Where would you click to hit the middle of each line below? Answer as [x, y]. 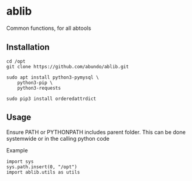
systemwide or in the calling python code [58, 138]
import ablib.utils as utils [43, 172]
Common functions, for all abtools [49, 28]
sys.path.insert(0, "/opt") [42, 167]
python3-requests [39, 88]
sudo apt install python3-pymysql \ [53, 77]
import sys [20, 161]
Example [17, 150]
